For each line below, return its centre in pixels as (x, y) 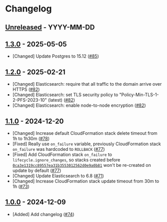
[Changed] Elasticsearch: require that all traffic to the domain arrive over (87, 84)
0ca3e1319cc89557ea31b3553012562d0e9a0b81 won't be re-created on (81, 165)
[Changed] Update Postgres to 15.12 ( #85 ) (55, 56)
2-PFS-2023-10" (29, 100)
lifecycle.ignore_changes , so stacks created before (66, 160)
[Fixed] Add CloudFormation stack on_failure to (62, 155)
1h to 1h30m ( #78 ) (31, 139)
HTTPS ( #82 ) (26, 89)
